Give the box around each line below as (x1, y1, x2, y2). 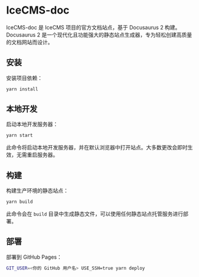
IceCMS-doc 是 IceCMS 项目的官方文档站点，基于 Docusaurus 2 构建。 (6, 24, 181, 31)
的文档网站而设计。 (6, 38, 53, 45)
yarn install (6, 86, 38, 92)
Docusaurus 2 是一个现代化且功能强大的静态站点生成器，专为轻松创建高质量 (6, 31, 192, 38)
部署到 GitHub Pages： (6, 253, 62, 260)
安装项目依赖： (6, 74, 43, 82)
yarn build (6, 199, 33, 205)
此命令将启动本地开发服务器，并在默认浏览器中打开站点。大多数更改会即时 (6, 144, 188, 151)
